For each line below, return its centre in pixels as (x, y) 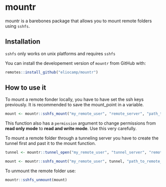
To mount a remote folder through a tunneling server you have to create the (82, 138)
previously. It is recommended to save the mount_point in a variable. (75, 105)
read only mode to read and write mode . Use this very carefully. (71, 129)
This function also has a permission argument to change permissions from (81, 123)
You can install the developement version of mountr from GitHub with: (76, 63)
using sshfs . (18, 26)
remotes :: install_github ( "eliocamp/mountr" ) (52, 72)
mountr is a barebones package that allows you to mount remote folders (79, 21)
